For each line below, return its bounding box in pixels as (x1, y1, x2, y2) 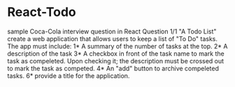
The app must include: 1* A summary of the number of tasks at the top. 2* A (7, 42, 228, 50)
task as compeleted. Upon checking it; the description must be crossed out (7, 56, 225, 65)
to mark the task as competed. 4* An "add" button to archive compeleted (7, 64, 219, 72)
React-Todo (7, 4, 76, 20)
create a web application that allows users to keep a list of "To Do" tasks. (7, 34, 218, 42)
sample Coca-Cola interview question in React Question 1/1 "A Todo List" (7, 27, 217, 35)
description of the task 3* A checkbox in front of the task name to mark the (7, 49, 225, 58)
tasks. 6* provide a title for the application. (7, 71, 130, 80)
